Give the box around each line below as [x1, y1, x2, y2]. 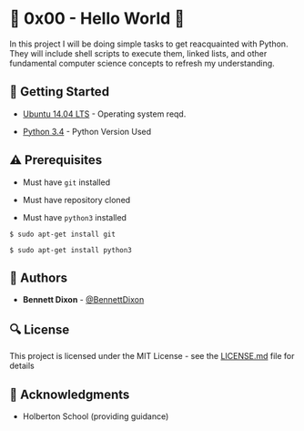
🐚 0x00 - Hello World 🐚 [9, 8, 185, 29]
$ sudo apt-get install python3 [9, 245, 132, 254]
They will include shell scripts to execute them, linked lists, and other [9, 47, 268, 58]
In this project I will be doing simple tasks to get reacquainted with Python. [9, 38, 289, 49]
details [9, 360, 35, 372]
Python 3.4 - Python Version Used [22, 126, 152, 137]
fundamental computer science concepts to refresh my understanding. [9, 57, 275, 68]
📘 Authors [9, 270, 68, 285]
